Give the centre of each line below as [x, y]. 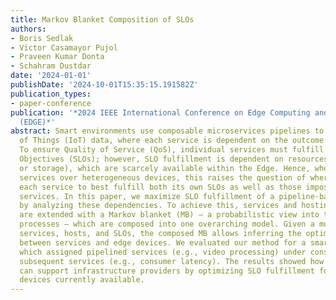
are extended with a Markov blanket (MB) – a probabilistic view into [169, 215]
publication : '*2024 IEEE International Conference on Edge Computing [160, 112]
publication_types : [51, 94]
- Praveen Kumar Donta [57, 57]
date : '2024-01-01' [51, 76]
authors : [28, 29]
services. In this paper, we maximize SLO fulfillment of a [147, 196]
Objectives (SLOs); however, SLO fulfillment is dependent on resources [174, 159]
